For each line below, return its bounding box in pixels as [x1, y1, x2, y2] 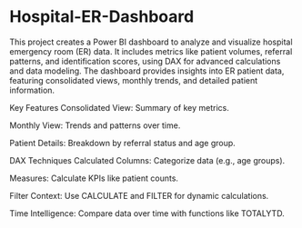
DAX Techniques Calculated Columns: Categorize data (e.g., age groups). [9, 154, 286, 165]
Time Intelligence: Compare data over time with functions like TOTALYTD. [9, 207, 285, 219]
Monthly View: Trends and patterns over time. [9, 120, 181, 131]
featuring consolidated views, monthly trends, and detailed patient [9, 74, 258, 85]
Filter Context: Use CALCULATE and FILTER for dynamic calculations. [9, 190, 269, 201]
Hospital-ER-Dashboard [9, 6, 195, 27]
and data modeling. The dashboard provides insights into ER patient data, [9, 65, 285, 76]
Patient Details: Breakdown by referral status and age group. [9, 137, 237, 148]
